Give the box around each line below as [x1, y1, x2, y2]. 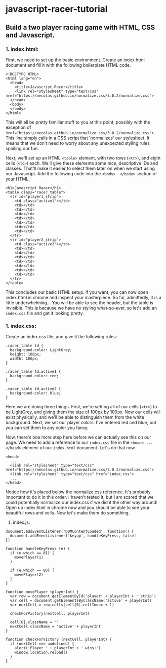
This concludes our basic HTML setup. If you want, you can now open [5, 289, 149, 295]
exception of [5, 124, 32, 130]
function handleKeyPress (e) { [5, 547, 70, 551]
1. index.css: [5, 322, 37, 329]
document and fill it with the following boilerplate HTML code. [5, 62, 131, 68]
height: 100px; [10, 352, 41, 357]
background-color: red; [10, 374, 59, 379]
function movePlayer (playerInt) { [5, 589, 79, 594]
